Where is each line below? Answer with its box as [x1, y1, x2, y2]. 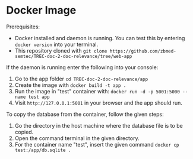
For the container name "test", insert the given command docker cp [14, 141, 179, 148]
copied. [14, 128, 34, 135]
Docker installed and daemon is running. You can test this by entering [14, 34, 185, 41]
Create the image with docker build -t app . [14, 81, 126, 89]
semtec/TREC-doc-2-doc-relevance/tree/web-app [14, 53, 132, 59]
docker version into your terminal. [14, 41, 99, 48]
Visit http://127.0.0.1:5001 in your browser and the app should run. [14, 99, 183, 106]
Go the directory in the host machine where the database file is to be [14, 122, 183, 129]
